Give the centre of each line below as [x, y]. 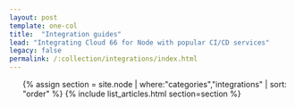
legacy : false [36, 51]
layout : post [34, 17]
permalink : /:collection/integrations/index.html [104, 59]
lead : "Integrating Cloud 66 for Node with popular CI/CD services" [139, 42]
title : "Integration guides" [66, 34]
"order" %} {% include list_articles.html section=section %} [131, 94]
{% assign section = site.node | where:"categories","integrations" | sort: [155, 84]
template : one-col [43, 26]
